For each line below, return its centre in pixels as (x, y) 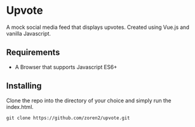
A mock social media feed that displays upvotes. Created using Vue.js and (98, 27)
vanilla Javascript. (28, 33)
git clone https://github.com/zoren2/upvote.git (68, 118)
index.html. (20, 107)
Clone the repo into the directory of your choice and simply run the (89, 101)
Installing (24, 86)
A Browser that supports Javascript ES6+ (66, 67)
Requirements (33, 53)
